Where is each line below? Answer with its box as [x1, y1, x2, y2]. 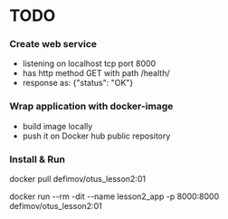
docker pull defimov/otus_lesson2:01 [9, 174, 147, 185]
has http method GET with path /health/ [22, 68, 170, 79]
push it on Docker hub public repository [22, 130, 171, 141]
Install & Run [9, 153, 66, 166]
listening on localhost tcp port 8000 [22, 58, 157, 69]
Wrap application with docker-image [9, 100, 174, 113]
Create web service [9, 38, 98, 51]
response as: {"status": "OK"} [22, 78, 134, 89]
